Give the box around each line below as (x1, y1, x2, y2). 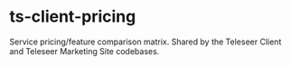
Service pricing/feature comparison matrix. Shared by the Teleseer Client (9, 36, 282, 47)
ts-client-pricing (9, 6, 136, 27)
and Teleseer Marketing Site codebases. (9, 45, 160, 56)
